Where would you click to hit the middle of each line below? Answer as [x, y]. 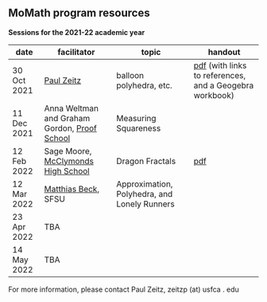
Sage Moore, [68, 151]
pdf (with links [220, 65]
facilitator [76, 52]
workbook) [214, 95]
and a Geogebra [224, 85]
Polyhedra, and [145, 194]
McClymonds [69, 161]
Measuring [136, 118]
